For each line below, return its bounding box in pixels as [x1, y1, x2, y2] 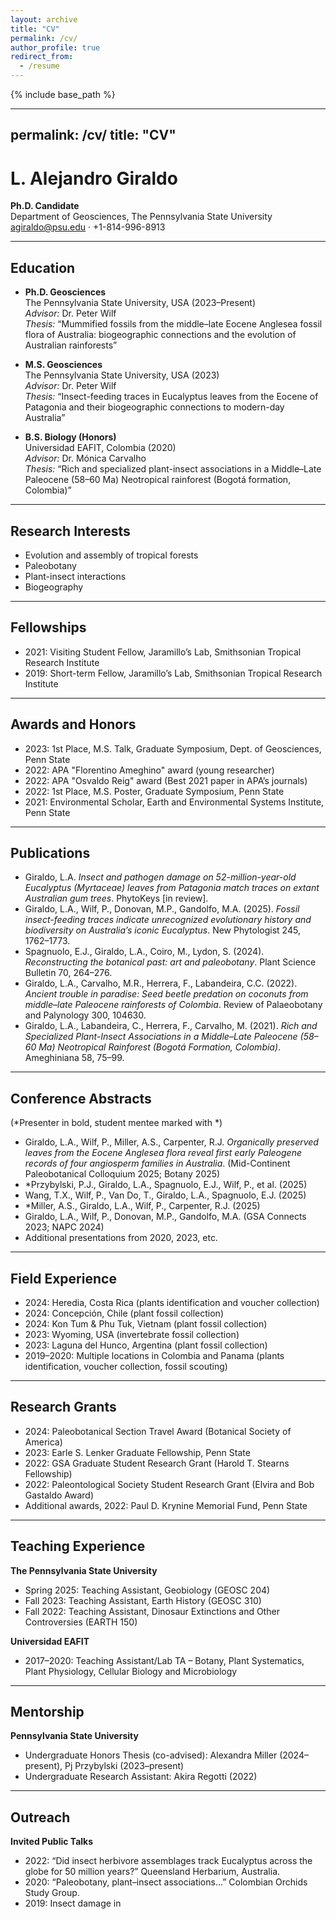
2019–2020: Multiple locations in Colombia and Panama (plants [24, 1350, 285, 1362]
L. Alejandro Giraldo [10, 167, 178, 190]
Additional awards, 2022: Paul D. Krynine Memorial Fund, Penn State [24, 1499, 308, 1511]
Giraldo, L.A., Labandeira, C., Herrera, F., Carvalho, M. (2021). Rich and [24, 1020, 318, 1032]
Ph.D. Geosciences [24, 286, 107, 298]
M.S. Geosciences [24, 359, 103, 371]
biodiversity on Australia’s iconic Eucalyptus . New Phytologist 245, [24, 924, 301, 936]
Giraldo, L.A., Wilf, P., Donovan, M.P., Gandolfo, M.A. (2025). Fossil [24, 903, 300, 915]
